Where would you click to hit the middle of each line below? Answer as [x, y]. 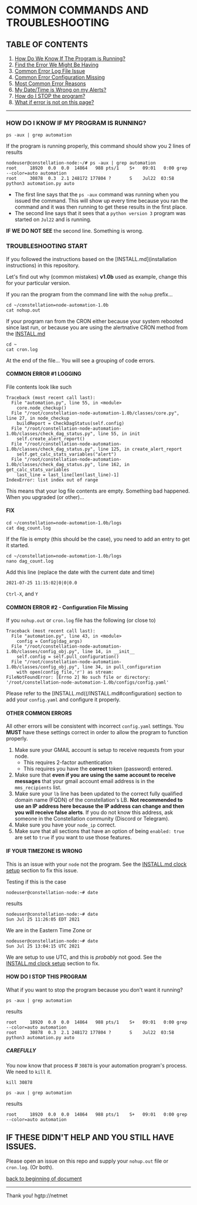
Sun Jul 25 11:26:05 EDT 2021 [43, 919]
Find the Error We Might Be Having [56, 65]
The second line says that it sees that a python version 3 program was [100, 213]
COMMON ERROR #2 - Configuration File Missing [67, 607]
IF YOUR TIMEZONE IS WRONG [44, 851]
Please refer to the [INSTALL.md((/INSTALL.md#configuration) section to [94, 694]
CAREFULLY [21, 1050]
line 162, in [114, 464]
